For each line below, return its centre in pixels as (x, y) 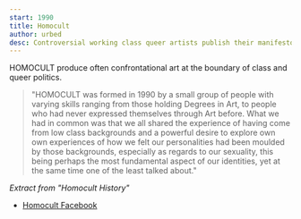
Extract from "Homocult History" (69, 188)
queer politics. (36, 78)
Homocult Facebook (60, 206)
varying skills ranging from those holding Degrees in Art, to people (154, 105)
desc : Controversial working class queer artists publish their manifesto (152, 42)
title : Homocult (39, 26)
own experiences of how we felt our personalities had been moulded (158, 142)
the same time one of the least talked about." (114, 171)
